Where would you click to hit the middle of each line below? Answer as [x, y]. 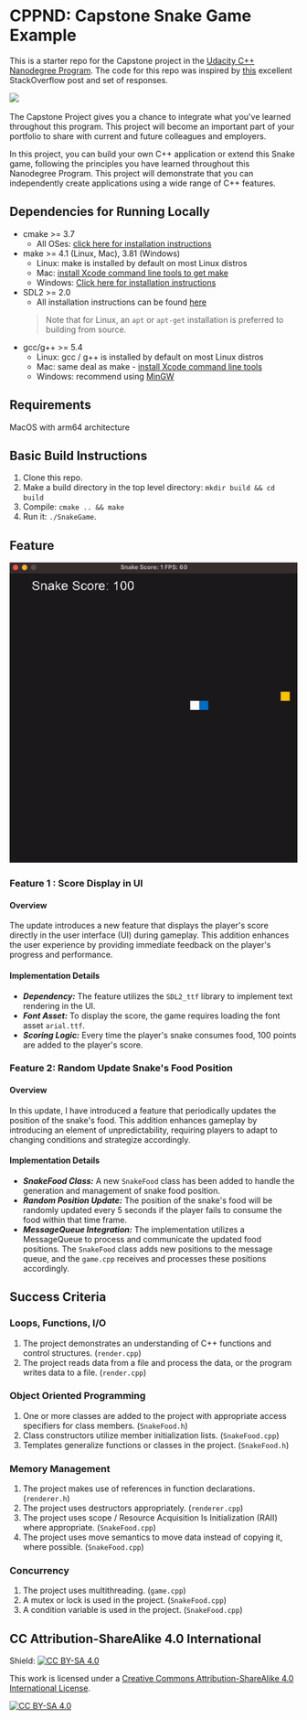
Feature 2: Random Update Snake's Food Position [121, 1069]
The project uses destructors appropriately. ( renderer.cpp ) [133, 1508]
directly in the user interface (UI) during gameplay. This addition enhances [149, 935]
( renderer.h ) [46, 1499]
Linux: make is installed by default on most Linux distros [142, 263]
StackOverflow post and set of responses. [89, 80]
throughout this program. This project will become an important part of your [152, 126]
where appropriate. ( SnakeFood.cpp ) [90, 1528]
